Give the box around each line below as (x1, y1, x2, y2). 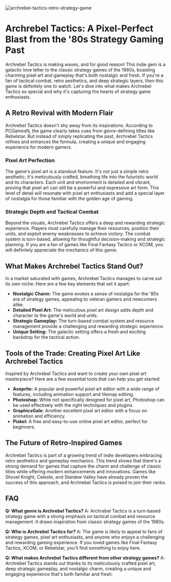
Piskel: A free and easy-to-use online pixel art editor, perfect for (12, 418, 148, 424)
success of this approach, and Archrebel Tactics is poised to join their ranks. (5, 479, 166, 485)
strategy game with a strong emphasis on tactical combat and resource (5, 513, 156, 519)
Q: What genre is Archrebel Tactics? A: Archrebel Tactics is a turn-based (5, 507, 161, 514)
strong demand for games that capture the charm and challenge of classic (5, 463, 162, 469)
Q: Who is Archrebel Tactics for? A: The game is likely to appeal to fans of (5, 528, 163, 534)
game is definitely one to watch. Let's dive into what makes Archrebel (5, 83, 152, 89)
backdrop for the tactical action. (12, 334, 80, 340)
